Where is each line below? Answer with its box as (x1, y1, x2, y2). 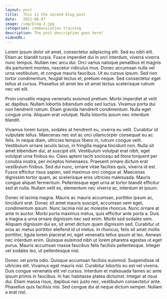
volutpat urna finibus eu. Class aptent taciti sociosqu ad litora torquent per (5, 153, 158, 159)
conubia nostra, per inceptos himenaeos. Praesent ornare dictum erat (5, 158, 148, 164)
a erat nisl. (5, 289, 27, 295)
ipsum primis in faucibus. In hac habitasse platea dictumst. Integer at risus (5, 273, 158, 279)
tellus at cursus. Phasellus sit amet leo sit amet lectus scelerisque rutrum (5, 80, 155, 86)
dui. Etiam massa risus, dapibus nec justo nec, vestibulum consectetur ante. (5, 278, 161, 285)
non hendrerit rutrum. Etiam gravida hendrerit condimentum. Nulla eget (5, 106, 151, 112)
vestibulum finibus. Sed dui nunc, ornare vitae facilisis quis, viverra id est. (5, 163, 157, 170)
